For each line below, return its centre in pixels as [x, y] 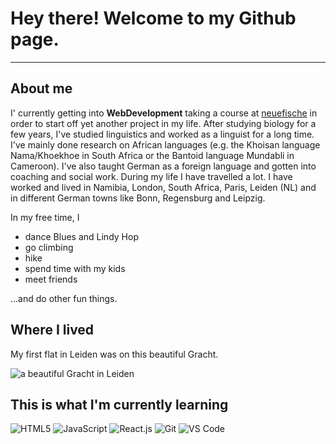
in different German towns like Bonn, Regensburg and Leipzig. [138, 198]
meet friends [51, 279]
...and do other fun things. [64, 298]
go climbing [49, 247]
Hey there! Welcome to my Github [153, 18]
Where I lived [52, 330]
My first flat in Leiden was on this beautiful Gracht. [114, 354]
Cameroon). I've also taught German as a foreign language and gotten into [163, 166]
